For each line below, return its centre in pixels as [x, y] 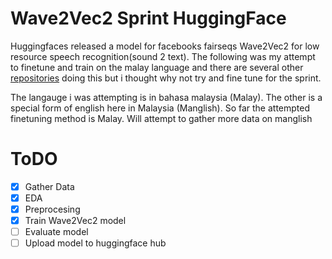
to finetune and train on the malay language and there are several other [157, 67]
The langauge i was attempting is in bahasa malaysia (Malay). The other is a [166, 97]
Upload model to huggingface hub [95, 243]
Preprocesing [52, 209]
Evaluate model [56, 232]
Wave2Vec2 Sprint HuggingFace [148, 18]
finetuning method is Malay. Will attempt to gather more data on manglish [161, 118]
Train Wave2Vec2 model [75, 221]
